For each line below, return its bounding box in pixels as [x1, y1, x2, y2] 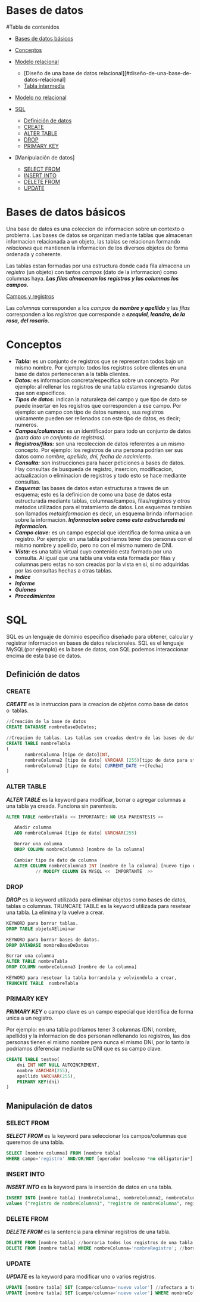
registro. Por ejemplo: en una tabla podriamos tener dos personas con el [14, 535, 193, 542]
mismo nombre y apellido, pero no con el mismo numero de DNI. [14, 541, 173, 549]
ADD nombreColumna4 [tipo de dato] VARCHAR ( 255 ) [14, 830, 137, 836]
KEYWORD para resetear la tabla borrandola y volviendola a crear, [6, 975, 177, 981]
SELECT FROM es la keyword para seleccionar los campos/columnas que [6, 1132, 187, 1140]
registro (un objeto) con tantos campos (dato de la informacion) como [6, 268, 177, 275]
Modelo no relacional [14, 94, 67, 101]
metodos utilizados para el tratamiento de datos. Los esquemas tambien [14, 503, 192, 510]
